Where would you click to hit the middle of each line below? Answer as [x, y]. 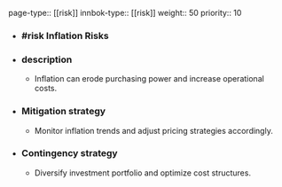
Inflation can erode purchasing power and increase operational [149, 79]
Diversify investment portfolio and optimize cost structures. [143, 173]
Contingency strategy [69, 153]
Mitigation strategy [63, 112]
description [47, 59]
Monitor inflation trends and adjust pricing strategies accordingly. [154, 130]
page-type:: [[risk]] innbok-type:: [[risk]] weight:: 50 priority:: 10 [125, 13]
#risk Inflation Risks [65, 35]
